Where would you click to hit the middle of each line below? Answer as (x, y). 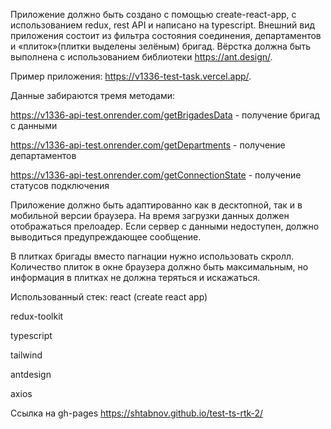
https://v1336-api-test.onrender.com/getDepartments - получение (148, 145)
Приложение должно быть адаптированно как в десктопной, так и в (156, 205)
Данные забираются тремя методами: (93, 95)
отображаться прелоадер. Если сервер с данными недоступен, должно (165, 226)
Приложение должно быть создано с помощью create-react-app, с (153, 14)
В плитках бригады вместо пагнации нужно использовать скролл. (152, 256)
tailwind (26, 355)
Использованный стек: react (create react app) (109, 297)
